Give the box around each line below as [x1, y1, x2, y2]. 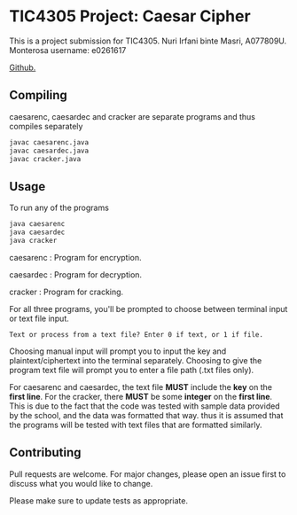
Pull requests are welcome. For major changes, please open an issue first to [9, 468, 286, 480]
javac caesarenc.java [9, 137, 90, 147]
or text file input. [9, 313, 69, 324]
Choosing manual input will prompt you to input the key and [9, 346, 227, 356]
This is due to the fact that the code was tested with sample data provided [9, 401, 281, 411]
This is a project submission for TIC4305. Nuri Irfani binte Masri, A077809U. [9, 35, 287, 46]
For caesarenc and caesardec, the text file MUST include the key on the [9, 381, 273, 392]
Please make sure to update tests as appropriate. [9, 495, 189, 506]
